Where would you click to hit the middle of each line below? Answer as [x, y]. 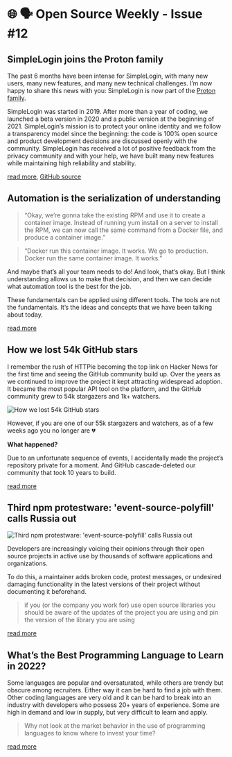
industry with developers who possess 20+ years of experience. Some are [114, 705]
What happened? [33, 444]
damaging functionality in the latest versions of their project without [104, 584]
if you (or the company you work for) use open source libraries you [120, 605]
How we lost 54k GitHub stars [73, 350]
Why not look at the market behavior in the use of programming [115, 726]
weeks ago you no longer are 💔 [51, 430]
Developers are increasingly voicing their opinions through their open [106, 549]
